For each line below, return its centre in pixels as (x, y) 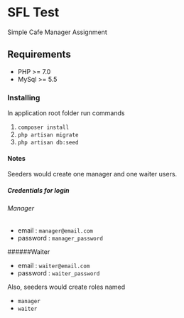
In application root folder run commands (66, 113)
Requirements (39, 54)
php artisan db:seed (48, 143)
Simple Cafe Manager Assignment (58, 32)
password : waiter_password (59, 273)
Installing (24, 97)
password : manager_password (60, 238)
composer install (43, 128)
